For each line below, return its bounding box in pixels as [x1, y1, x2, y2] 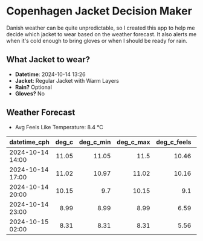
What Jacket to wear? [6, 54, 91, 65]
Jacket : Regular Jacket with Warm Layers [14, 77, 120, 84]
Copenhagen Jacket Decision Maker [6, 4, 192, 18]
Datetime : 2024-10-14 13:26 [14, 71, 86, 78]
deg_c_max [117, 138, 150, 146]
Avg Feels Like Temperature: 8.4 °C [14, 123, 104, 130]
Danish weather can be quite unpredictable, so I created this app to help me [6, 24, 195, 31]
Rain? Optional [14, 83, 53, 91]
